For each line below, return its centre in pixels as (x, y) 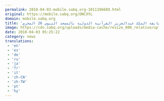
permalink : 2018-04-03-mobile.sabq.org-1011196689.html (63, 9)
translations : (20, 41)
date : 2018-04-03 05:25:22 (32, 32)
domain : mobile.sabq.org (30, 18)
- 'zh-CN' (17, 77)
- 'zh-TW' (17, 82)
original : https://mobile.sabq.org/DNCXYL (49, 14)
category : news (20, 37)
